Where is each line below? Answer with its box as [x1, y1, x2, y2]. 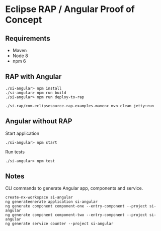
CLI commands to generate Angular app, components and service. [5, 185, 143, 191]
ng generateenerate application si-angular [5, 199, 98, 204]
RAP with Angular [5, 73, 62, 81]
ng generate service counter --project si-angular [5, 221, 114, 226]
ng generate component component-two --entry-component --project [5, 212, 147, 217]
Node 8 [12, 53, 29, 59]
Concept [5, 14, 42, 26]
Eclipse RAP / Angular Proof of [5, 4, 135, 15]
